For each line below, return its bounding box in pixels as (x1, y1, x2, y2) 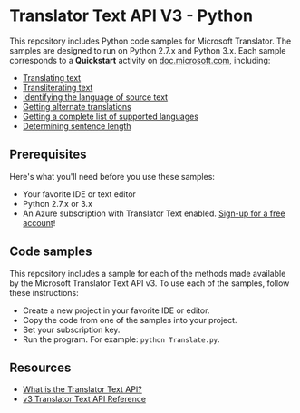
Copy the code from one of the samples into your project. (22, 314, 237, 325)
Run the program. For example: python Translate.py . (22, 333, 220, 345)
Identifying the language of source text (22, 92, 169, 103)
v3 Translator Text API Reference (22, 394, 147, 405)
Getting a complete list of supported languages (22, 111, 199, 122)
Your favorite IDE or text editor (22, 188, 136, 200)
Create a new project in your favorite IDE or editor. (22, 305, 210, 316)
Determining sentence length (22, 120, 131, 132)
